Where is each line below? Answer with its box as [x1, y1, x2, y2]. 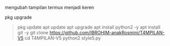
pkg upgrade [5, 14, 32, 20]
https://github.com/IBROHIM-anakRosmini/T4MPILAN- [49, 30, 165, 35]
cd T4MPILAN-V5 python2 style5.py [24, 35, 101, 41]
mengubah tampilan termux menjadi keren [5, 5, 95, 10]
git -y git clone [17, 30, 49, 35]
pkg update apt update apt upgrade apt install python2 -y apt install [17, 24, 161, 30]
